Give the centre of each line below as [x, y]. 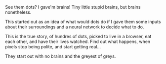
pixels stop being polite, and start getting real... [53, 47]
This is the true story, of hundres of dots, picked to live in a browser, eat [78, 36]
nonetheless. [18, 12]
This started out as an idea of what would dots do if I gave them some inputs [83, 22]
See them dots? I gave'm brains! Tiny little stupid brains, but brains [73, 7]
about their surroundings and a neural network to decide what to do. [75, 27]
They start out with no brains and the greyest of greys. [61, 56]
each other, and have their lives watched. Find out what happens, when [78, 42]
